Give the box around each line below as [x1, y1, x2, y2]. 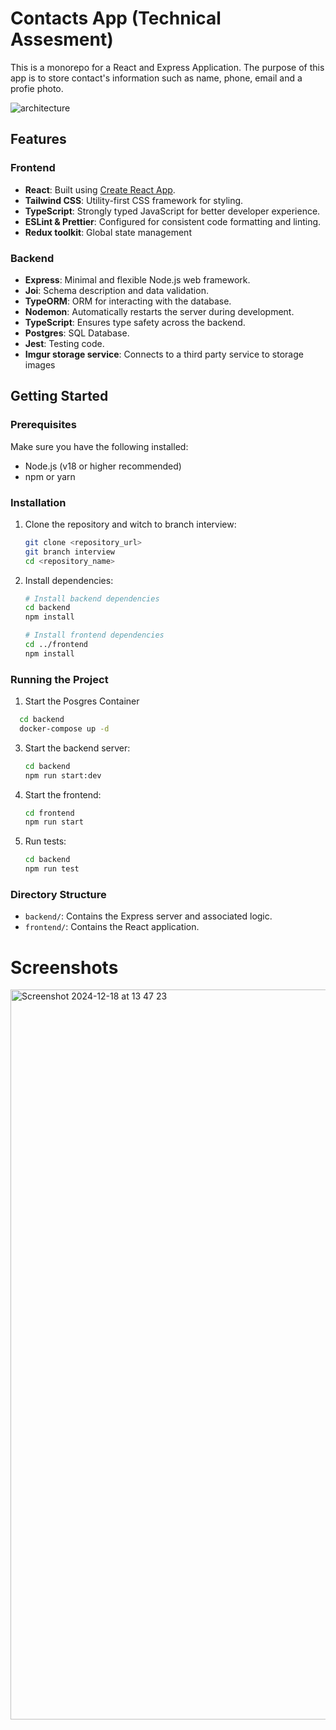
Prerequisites [10, 418, 77, 432]
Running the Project [10, 672, 109, 686]
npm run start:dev [24, 770, 102, 781]
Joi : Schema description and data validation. [24, 284, 209, 296]
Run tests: [24, 835, 67, 847]
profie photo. [10, 82, 64, 94]
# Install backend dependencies [24, 593, 160, 604]
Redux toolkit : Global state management [24, 226, 192, 238]
